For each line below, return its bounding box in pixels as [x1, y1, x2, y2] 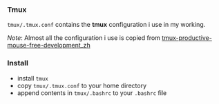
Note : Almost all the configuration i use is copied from [7, 34, 161, 42]
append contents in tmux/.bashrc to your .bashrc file [17, 88, 167, 97]
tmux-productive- [162, 34, 212, 42]
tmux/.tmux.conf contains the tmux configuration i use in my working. [7, 21, 206, 29]
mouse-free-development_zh [7, 41, 91, 50]
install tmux [17, 74, 48, 82]
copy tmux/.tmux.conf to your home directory [17, 81, 147, 90]
